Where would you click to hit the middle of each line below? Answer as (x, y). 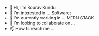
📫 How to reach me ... (32, 28)
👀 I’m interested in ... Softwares (41, 13)
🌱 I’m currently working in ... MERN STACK (52, 18)
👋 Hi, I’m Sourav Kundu (32, 8)
